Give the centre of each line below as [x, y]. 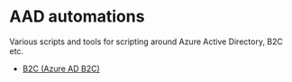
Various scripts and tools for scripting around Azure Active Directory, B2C [146, 41]
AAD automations [77, 17]
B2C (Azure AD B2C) [61, 68]
